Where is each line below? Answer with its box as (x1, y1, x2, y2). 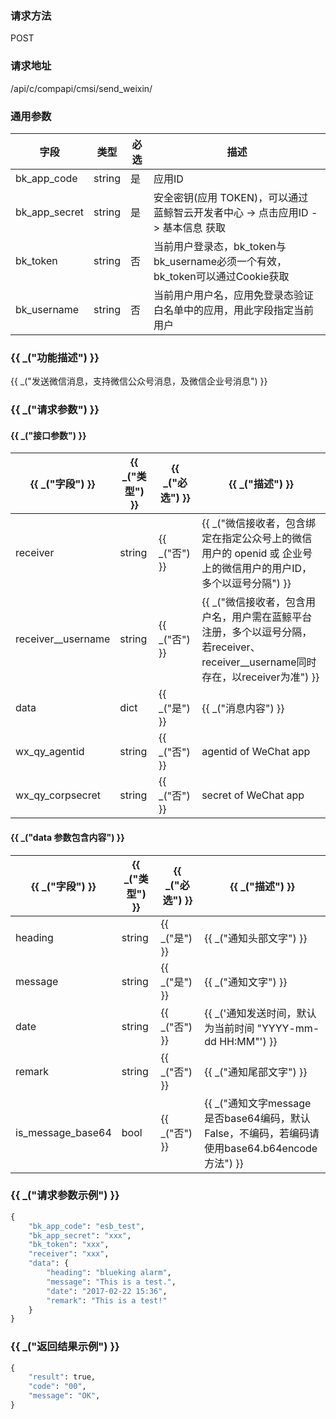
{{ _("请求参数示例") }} (10, 1188, 120, 1202)
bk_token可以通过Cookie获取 (153, 269, 290, 283)
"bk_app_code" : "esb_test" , (28, 1221, 145, 1231)
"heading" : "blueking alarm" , (46, 1268, 172, 1278)
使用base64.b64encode (204, 1141, 318, 1155)
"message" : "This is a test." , (46, 1277, 177, 1287)
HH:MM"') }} (219, 1034, 278, 1048)
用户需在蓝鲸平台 (231, 610, 313, 624)
